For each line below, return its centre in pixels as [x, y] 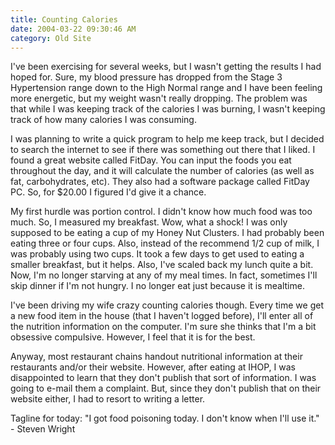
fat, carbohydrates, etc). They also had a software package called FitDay [160, 182]
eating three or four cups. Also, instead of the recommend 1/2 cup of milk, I [165, 243]
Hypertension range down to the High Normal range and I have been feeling [166, 88]
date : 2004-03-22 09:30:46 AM [73, 29]
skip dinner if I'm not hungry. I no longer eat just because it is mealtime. [157, 286]
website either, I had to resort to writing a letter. [108, 399]
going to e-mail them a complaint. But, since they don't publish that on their [166, 388]
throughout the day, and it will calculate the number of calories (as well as [162, 171]
